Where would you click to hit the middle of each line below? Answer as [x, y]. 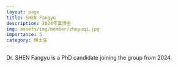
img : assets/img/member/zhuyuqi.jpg [53, 29]
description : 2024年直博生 [39, 23]
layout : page [23, 12]
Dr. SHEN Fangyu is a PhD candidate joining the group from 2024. [89, 58]
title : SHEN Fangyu [31, 18]
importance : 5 [24, 35]
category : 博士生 [27, 40]
